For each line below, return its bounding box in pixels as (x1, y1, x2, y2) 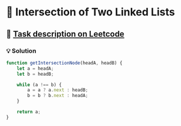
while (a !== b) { (17, 82, 62, 88)
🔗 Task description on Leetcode (6, 29, 125, 39)
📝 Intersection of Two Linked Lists (6, 5, 175, 19)
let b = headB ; (17, 71, 54, 77)
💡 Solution (6, 47, 37, 55)
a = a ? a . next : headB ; (27, 87, 88, 93)
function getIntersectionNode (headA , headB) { (6, 60, 123, 66)
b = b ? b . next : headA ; (27, 93, 88, 99)
